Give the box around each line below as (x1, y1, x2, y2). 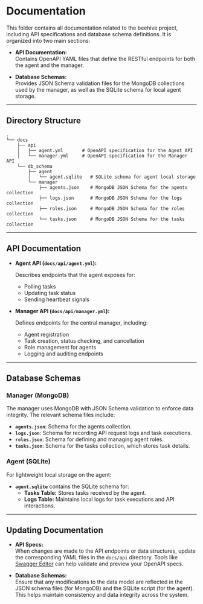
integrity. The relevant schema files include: (6, 412, 115, 419)
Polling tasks (24, 282, 56, 290)
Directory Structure (6, 116, 82, 126)
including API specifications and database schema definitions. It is (6, 30, 172, 37)
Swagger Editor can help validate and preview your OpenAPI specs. (14, 560, 184, 568)
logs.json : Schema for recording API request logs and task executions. (14, 430, 192, 437)
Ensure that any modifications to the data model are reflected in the (14, 578, 183, 586)
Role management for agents (24, 343, 97, 351)
